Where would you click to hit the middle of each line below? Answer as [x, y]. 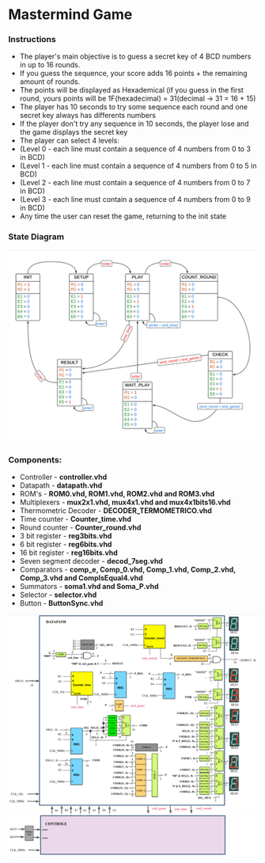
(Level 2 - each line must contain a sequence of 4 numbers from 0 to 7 [135, 183]
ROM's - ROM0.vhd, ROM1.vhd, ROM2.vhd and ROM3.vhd [117, 494]
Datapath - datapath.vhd [61, 485]
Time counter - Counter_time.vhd [76, 519]
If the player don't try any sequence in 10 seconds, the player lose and [134, 124]
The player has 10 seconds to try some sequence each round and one [133, 107]
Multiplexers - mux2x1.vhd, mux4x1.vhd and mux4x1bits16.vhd [125, 502]
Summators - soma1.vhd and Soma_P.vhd [89, 587]
